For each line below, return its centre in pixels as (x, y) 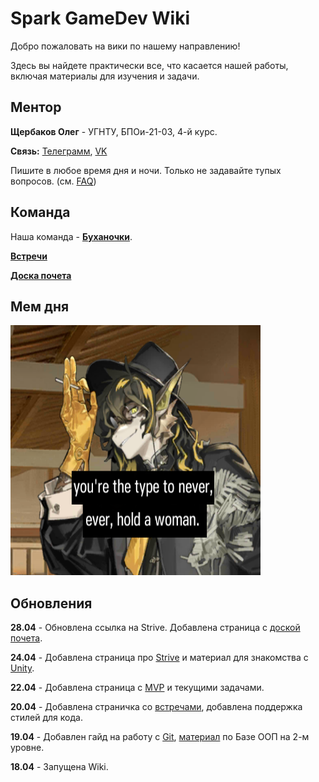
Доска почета (41, 275)
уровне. (27, 748)
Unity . (22, 668)
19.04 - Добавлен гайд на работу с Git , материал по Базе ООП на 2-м (160, 737)
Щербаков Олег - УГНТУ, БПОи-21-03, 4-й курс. (114, 131)
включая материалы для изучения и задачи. (105, 76)
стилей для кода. (46, 718)
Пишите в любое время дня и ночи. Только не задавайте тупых (146, 170)
